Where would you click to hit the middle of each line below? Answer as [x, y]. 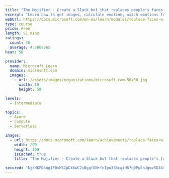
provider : [16, 61]
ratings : [14, 38]
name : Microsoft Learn [33, 66]
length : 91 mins [22, 33]
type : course [19, 24]
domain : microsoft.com [33, 71]
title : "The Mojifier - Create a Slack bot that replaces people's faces [84, 10]
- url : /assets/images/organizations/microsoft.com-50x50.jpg [81, 80]
